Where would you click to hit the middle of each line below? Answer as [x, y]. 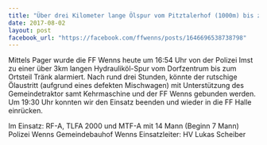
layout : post [30, 30]
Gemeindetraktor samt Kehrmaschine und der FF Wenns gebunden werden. [132, 94]
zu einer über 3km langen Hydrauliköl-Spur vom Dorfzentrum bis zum [122, 69]
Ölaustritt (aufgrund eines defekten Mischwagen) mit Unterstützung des [126, 86]
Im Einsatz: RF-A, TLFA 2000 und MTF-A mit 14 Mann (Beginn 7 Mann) [124, 126]
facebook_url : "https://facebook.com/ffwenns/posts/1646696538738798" [128, 38]
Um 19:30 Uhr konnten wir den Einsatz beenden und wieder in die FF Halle [130, 102]
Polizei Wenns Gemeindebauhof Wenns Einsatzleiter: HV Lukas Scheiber [127, 135]
